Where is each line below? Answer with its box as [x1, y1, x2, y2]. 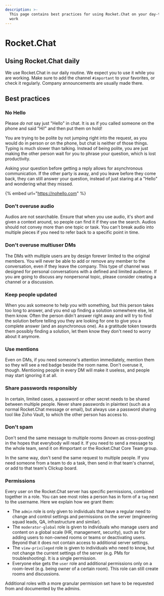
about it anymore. [5, 333, 41, 339]
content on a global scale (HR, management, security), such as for [12, 529, 146, 535]
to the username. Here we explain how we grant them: [5, 499, 114, 505]
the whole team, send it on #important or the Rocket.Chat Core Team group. [5, 445, 158, 451]
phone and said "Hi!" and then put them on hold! [5, 125, 102, 131]
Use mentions [5, 346, 39, 352]
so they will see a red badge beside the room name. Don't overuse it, [5, 362, 143, 368]
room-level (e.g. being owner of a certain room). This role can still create [12, 566, 159, 571]
